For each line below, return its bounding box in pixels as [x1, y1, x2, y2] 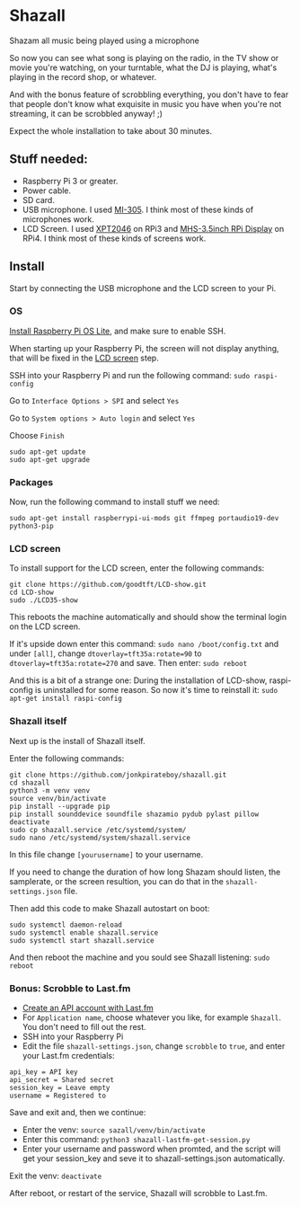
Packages [9, 475, 54, 488]
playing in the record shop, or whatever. [9, 71, 157, 82]
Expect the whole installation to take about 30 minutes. [9, 125, 213, 136]
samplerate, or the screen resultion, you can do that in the [9, 875, 225, 886]
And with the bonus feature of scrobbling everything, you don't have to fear [9, 89, 289, 100]
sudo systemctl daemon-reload [9, 920, 123, 929]
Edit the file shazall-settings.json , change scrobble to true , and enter [22, 1041, 286, 1052]
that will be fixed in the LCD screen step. [9, 352, 159, 363]
